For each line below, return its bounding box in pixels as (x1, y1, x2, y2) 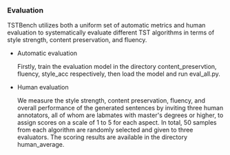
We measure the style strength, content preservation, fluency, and (17, 96, 205, 105)
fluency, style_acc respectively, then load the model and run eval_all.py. (17, 70, 220, 78)
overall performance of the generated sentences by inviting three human (17, 104, 224, 112)
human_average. (17, 141, 65, 149)
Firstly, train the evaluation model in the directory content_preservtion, (17, 63, 217, 71)
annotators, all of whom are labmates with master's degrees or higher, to (17, 111, 224, 119)
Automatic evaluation (17, 49, 78, 57)
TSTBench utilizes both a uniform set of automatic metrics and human (7, 21, 206, 30)
